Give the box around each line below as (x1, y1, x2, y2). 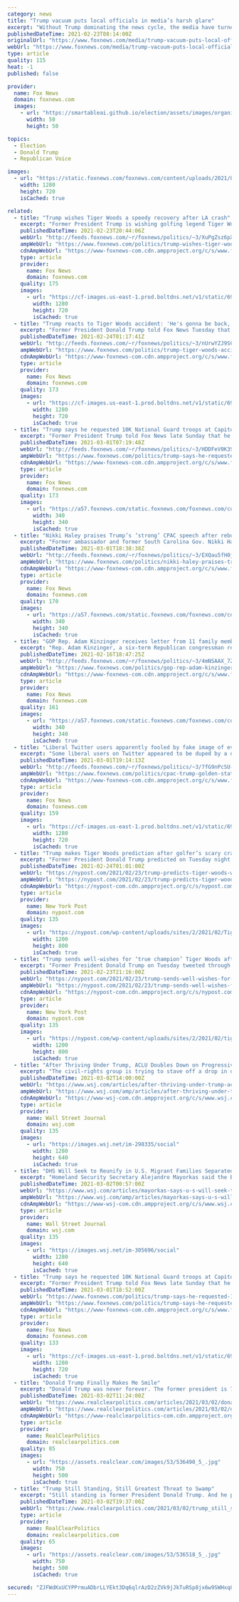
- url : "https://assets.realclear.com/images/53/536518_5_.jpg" (26, 1551, 221, 1559)
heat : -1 (7, 63, 33, 70)
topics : (7, 135, 31, 142)
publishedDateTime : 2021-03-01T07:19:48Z (20, 439, 144, 446)
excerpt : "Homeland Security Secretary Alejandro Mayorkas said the (20, 1174, 228, 1181)
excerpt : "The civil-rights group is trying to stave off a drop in (20, 1068, 228, 1075)
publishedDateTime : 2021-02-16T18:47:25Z (20, 651, 144, 659)
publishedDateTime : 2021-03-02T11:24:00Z (20, 1393, 144, 1400)
